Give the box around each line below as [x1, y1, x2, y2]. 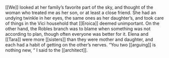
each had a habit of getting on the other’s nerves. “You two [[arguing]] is [5, 42, 156, 47]
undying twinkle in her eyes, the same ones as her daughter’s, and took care [5, 15, 164, 21]
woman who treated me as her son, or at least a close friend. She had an [5, 10, 156, 16]
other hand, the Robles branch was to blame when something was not [5, 26, 151, 32]
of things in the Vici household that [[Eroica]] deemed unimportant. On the [5, 20, 160, 26]
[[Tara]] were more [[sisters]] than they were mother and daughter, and [5, 36, 153, 42]
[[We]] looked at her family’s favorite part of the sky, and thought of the [5, 5, 153, 10]
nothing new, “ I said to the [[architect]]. [5, 47, 88, 53]
